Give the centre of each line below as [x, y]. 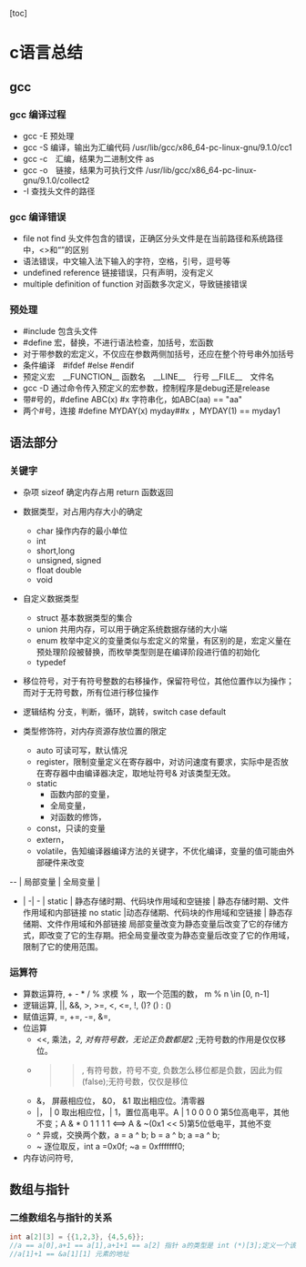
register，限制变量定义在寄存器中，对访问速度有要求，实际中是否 [158, 762]
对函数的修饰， [78, 817]
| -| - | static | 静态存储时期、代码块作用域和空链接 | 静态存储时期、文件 [156, 901]
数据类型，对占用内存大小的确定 [82, 512]
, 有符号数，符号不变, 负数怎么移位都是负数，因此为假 [182, 1070]
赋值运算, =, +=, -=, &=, [66, 1017]
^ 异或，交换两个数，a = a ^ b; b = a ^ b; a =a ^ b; [128, 1135]
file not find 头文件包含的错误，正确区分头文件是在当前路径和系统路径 [153, 238]
